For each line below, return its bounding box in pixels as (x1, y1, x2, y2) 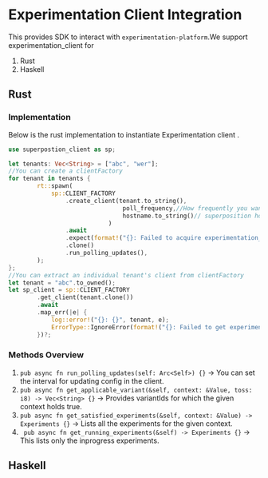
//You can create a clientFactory (8, 167, 124, 175)
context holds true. (19, 401, 82, 411)
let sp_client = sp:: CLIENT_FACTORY (8, 286, 130, 294)
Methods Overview (8, 349, 85, 360)
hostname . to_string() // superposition (122, 212, 251, 220)
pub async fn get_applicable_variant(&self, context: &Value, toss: (19, 386, 253, 394)
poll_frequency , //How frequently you (122, 204, 248, 213)
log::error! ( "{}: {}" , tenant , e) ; (50, 316, 170, 324)
